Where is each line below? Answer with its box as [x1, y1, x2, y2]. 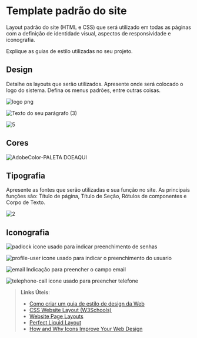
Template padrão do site [6, 4, 127, 18]
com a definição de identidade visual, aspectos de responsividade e [6, 29, 171, 37]
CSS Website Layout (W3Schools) [29, 307, 112, 314]
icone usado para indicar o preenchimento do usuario [42, 255, 172, 262]
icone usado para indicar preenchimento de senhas [32, 243, 158, 250]
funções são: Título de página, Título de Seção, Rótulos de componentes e [6, 193, 187, 200]
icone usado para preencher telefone [48, 277, 138, 284]
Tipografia [6, 170, 45, 181]
